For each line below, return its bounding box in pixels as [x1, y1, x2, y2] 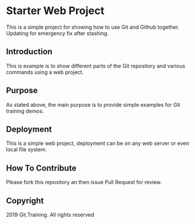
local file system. [6, 146, 47, 153]
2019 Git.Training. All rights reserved [6, 211, 95, 218]
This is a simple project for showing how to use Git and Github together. [6, 23, 180, 30]
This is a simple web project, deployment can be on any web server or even [6, 140, 190, 147]
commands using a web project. [6, 69, 84, 76]
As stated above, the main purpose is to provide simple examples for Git [6, 101, 180, 108]
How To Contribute [6, 163, 77, 173]
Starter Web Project [6, 4, 105, 18]
